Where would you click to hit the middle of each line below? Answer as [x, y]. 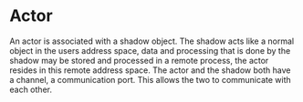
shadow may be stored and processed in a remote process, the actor [139, 60]
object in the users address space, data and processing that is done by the [150, 50]
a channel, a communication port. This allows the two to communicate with [151, 79]
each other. [31, 89]
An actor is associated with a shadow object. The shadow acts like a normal [152, 41]
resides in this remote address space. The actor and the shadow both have [150, 70]
